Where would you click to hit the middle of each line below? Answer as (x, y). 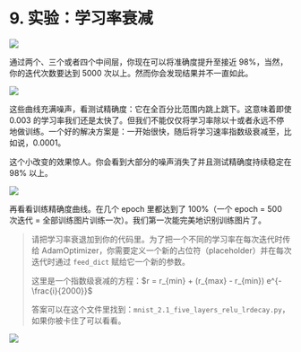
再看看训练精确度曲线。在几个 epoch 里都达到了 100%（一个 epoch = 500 (146, 208)
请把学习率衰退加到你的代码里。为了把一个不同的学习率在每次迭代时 (157, 239)
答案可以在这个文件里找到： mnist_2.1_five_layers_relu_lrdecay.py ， (160, 309)
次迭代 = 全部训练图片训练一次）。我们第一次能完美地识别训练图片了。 (138, 220)
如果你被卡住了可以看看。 (78, 321)
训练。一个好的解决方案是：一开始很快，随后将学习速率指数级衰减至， (154, 131)
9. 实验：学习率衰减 (82, 18)
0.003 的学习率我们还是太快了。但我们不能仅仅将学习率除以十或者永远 (139, 120)
